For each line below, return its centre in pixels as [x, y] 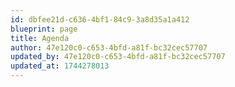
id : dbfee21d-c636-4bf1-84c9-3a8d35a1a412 [100, 19]
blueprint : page [44, 29]
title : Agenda [40, 38]
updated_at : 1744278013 [60, 66]
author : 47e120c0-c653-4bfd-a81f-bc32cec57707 [109, 47]
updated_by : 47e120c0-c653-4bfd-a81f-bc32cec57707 [118, 57]
